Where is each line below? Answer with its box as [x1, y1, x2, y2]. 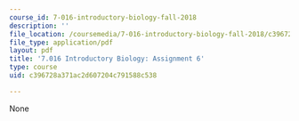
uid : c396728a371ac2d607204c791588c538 [9, 71, 158, 80]
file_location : [9, 29, 66, 38]
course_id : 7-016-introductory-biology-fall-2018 [9, 12, 198, 22]
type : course [9, 63, 58, 72]
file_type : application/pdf [9, 37, 114, 47]
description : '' [9, 21, 69, 30]
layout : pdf [9, 46, 53, 55]
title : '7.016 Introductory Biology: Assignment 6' [9, 54, 205, 63]
